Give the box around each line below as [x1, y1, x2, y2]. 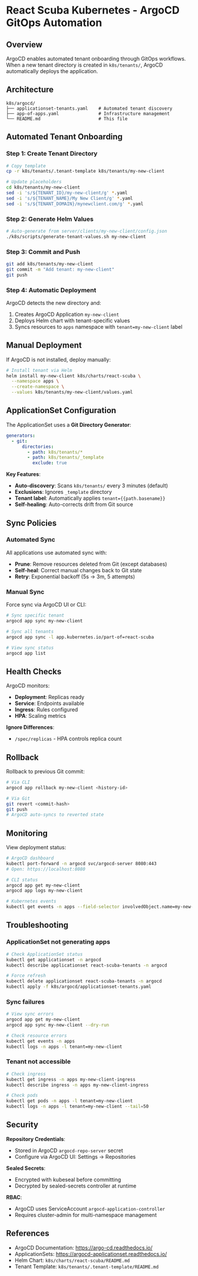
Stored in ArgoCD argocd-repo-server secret [14, 1147, 124, 1154]
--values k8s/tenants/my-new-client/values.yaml [11, 390, 133, 395]
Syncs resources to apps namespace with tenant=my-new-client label [14, 323, 183, 330]
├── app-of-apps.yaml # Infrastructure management [6, 110, 170, 117]
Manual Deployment [6, 340, 82, 351]
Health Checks [6, 667, 62, 677]
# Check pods [6, 1093, 38, 1099]
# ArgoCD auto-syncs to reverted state [6, 812, 104, 818]
